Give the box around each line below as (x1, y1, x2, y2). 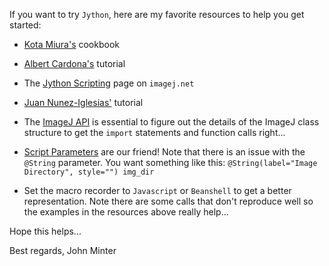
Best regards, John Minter (9, 245, 117, 256)
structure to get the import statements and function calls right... (23, 127, 286, 138)
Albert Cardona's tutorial (23, 58, 126, 69)
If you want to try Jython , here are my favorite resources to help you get (9, 9, 305, 20)
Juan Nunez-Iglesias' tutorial (23, 97, 144, 108)
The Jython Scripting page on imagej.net (23, 77, 195, 89)
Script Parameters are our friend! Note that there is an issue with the (23, 146, 306, 158)
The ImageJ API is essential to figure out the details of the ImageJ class (23, 116, 320, 128)
